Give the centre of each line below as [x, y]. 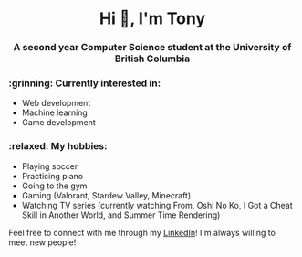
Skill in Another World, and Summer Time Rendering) [121, 215]
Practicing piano [52, 176]
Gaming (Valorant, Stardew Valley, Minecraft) [106, 195]
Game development [59, 123]
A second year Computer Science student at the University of [152, 48]
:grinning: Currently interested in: [85, 83]
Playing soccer [50, 166]
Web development [56, 103]
